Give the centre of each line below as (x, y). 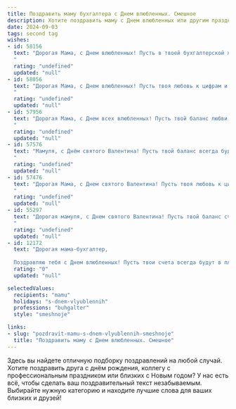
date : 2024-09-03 (33, 27)
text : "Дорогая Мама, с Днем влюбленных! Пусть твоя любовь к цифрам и (121, 86)
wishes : (19, 40)
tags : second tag (33, 33)
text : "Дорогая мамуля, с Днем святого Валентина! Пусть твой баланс (117, 217)
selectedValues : (31, 288)
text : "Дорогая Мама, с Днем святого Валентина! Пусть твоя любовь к (117, 184)
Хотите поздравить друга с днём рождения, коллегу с (89, 367)
